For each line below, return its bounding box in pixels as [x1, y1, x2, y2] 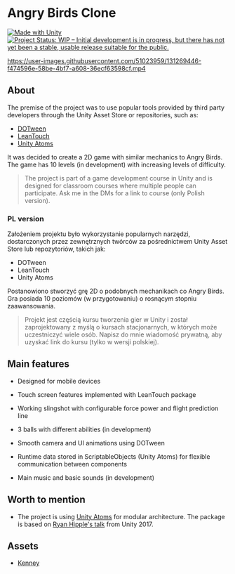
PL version [7, 214, 44, 223]
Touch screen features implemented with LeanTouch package [17, 390, 196, 398]
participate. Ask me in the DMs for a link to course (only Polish [24, 188, 205, 197]
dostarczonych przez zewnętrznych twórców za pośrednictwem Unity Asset [7, 237, 228, 246]
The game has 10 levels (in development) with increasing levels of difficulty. [7, 160, 227, 169]
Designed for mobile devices [17, 377, 101, 385]
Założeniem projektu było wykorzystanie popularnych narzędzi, [7, 230, 191, 238]
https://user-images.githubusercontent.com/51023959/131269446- [7, 56, 202, 65]
